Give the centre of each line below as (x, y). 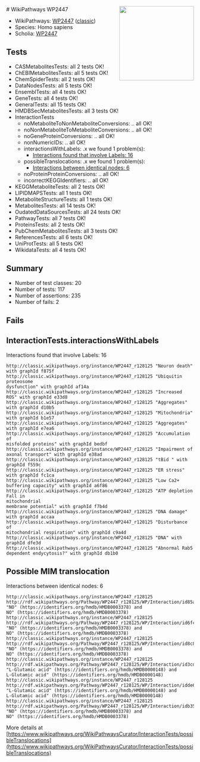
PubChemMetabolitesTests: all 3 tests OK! (66, 231)
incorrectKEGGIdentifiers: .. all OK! (66, 180)
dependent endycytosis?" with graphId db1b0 (62, 553)
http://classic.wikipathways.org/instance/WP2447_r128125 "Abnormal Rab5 (100, 548)
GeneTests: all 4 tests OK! (46, 98)
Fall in (16, 496)
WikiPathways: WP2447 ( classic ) (55, 21)
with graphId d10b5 (30, 407)
